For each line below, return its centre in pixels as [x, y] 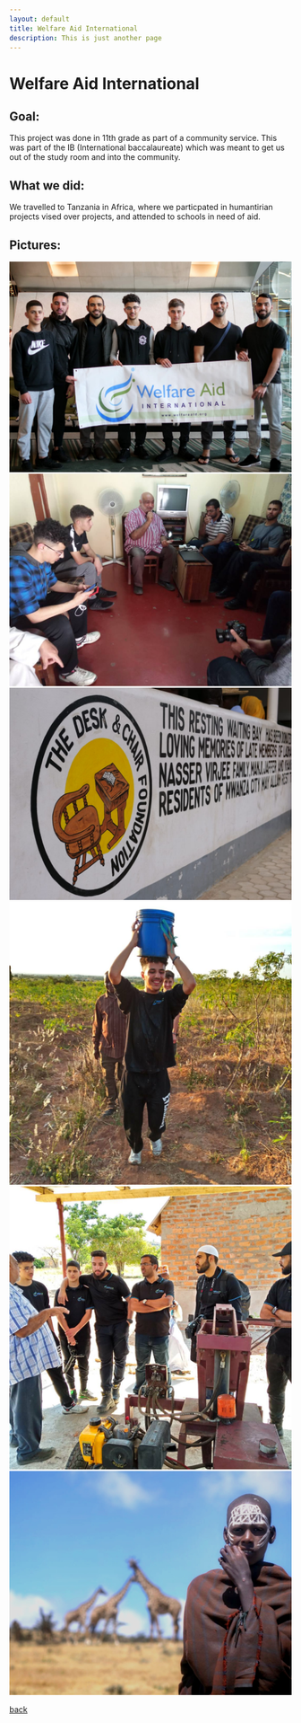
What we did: [47, 186]
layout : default [39, 19]
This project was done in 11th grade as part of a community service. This [143, 138]
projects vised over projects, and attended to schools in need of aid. [135, 216]
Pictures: [35, 245]
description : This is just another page [86, 38]
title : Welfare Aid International [74, 28]
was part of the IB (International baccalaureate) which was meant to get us [147, 147]
